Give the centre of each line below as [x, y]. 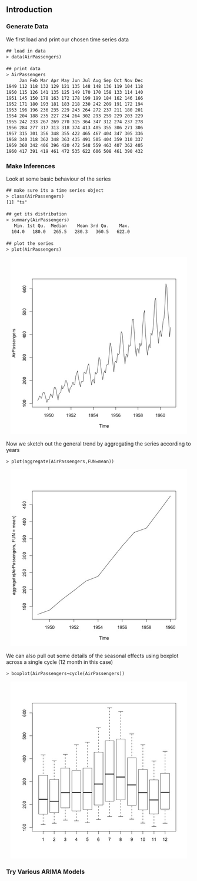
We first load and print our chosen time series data [68, 39]
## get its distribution [36, 214]
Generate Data [27, 27]
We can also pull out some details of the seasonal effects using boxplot [92, 656]
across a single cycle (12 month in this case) [60, 662]
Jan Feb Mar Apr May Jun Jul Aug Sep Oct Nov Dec [81, 80]
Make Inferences [31, 166]
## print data [24, 68]
